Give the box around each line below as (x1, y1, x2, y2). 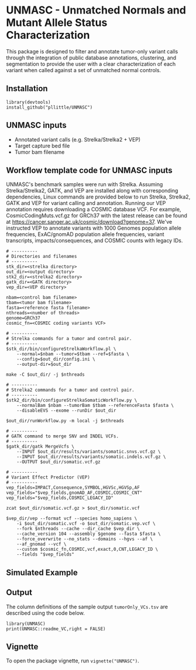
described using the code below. (6, 609, 85, 617)
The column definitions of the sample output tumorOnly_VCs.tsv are (6, 603, 169, 610)
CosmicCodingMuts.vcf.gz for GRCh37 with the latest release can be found (6, 212, 187, 219)
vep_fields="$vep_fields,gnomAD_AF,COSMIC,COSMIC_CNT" (6, 490, 143, 496)
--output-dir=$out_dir (16, 362, 72, 368)
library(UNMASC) (6, 621, 46, 627)
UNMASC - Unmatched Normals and (6, 4, 186, 17)
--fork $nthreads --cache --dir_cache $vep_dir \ (16, 526, 140, 532)
